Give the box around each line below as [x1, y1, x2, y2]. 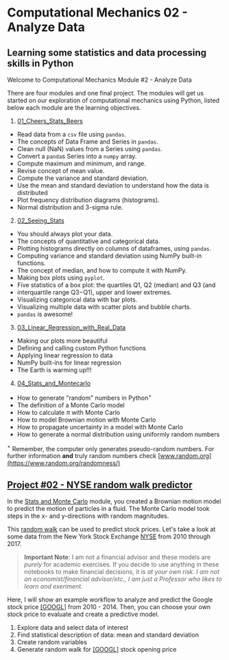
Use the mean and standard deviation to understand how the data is [16, 181, 209, 190]
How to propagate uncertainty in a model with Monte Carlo [16, 422, 184, 431]
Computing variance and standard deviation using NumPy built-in [16, 252, 202, 260]
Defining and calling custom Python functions [16, 344, 146, 352]
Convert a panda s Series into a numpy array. [16, 152, 137, 160]
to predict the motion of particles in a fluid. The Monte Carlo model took [7, 505, 210, 513]
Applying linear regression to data [16, 352, 113, 359]
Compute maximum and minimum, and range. [16, 159, 146, 168]
